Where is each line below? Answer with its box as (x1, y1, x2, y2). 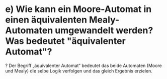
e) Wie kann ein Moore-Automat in (5, 3, 152, 15)
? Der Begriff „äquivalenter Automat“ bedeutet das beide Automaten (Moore (5, 62, 162, 68)
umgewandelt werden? (55, 25, 153, 36)
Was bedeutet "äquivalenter (5, 35, 126, 47)
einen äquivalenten (5, 14, 87, 25)
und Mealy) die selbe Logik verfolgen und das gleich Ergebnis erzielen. (5, 67, 152, 73)
